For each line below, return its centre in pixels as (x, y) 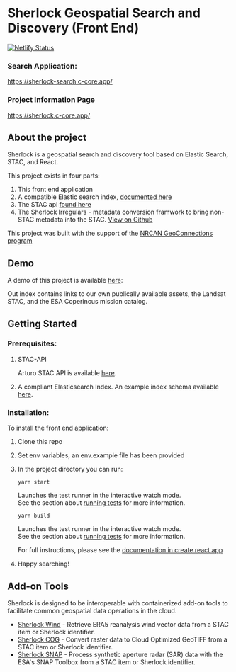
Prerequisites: (32, 343)
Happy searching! (43, 564)
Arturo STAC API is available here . (67, 372)
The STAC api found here (54, 205)
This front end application (55, 190)
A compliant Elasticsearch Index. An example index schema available (118, 387)
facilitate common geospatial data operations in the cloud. (92, 610)
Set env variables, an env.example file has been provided (101, 455)
